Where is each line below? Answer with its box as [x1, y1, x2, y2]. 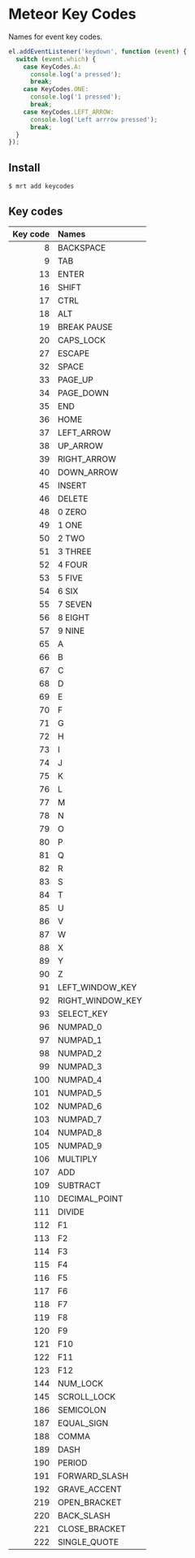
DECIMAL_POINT [57, 1192, 123, 1204]
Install [8, 160, 41, 175]
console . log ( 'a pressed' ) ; [29, 70, 122, 78]
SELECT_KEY [57, 1008, 108, 1019]
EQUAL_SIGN [57, 1417, 109, 1429]
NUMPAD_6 [57, 1100, 102, 1112]
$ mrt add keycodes [8, 182, 75, 191]
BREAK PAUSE [57, 321, 113, 332]
